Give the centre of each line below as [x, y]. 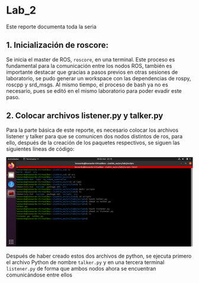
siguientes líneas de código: [40, 149]
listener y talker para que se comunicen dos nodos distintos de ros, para [94, 136]
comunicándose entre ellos [39, 275]
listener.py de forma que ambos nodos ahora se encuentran [81, 268]
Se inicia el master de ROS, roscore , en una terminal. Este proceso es [91, 59]
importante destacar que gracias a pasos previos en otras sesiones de [92, 72]
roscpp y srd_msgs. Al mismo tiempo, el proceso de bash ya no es [87, 84]
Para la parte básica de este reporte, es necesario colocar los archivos [92, 130]
